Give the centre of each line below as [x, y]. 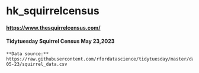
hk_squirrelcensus [53, 11]
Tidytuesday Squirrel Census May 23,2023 [60, 41]
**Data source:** [28, 54]
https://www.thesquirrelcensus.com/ [53, 27]
